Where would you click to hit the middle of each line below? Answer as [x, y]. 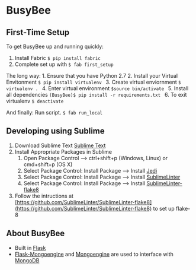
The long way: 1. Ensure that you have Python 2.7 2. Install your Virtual [92, 76]
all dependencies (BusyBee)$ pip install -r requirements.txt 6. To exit [97, 95]
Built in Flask [30, 247]
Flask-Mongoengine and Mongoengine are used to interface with [94, 254]
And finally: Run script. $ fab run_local [54, 112]
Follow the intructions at [44, 196]
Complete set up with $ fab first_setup [64, 64]
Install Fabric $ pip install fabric [57, 58]
